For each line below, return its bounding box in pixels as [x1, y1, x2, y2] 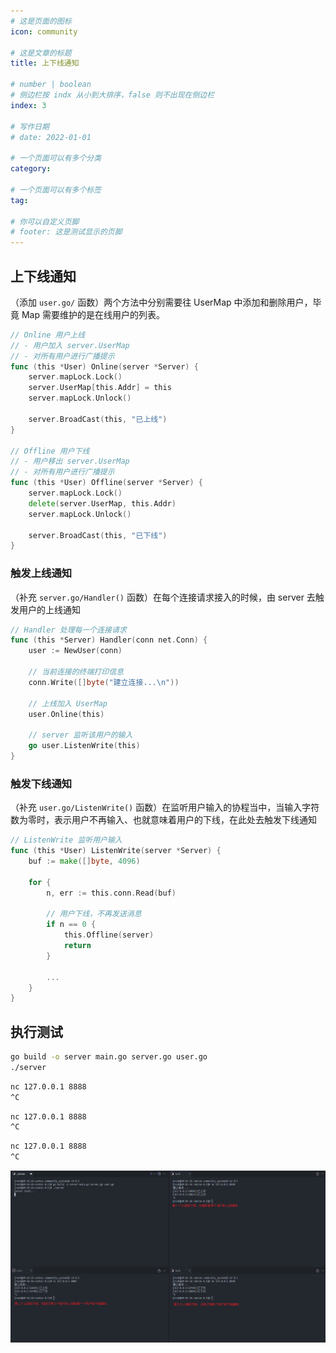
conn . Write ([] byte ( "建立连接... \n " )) [28, 677, 180, 687]
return [63, 941, 92, 951]
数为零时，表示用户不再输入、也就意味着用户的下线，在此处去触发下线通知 [10, 814, 317, 826]
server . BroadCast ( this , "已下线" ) [28, 530, 168, 540]
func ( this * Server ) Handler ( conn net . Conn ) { [10, 635, 208, 645]
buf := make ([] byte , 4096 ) [28, 856, 141, 867]
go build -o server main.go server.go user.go [10, 1052, 208, 1062]
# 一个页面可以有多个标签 [10, 185, 102, 195]
